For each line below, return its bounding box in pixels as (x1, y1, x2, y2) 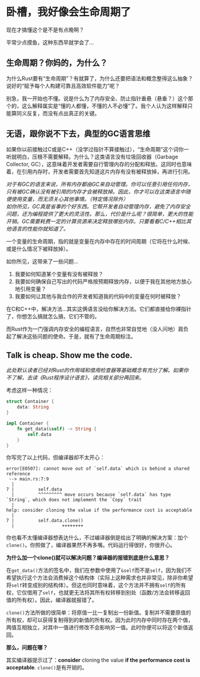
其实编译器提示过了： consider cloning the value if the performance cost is (6, 657, 191, 664)
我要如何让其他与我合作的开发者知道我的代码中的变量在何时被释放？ (14, 292, 182, 300)
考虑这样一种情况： (6, 387, 53, 394)
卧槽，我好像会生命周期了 (6, 5, 132, 19)
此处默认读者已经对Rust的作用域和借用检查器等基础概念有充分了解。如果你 (6, 366, 189, 374)
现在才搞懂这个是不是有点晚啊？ (6, 26, 84, 33)
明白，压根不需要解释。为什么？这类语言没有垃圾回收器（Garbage (16, 153, 179, 160)
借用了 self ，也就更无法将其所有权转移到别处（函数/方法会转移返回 (26, 589, 191, 596)
